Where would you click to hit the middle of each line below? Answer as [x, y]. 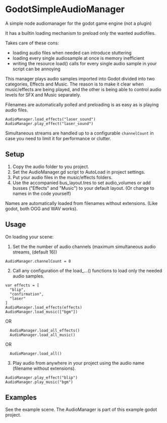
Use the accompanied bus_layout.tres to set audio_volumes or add [81, 183]
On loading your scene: [30, 237]
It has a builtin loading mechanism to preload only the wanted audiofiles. [80, 33]
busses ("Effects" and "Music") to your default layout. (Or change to [83, 188]
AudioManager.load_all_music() [43, 335]
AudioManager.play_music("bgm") [39, 382]
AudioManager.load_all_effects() [45, 330]
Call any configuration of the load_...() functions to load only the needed [87, 270]
